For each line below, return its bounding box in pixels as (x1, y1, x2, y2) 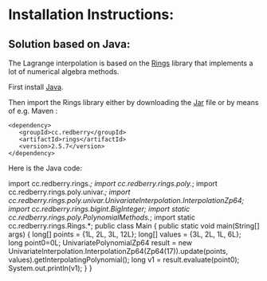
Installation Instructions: (8, 6, 175, 24)
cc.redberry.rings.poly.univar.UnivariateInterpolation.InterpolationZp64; (8, 196, 245, 205)
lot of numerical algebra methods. (8, 67, 120, 76)
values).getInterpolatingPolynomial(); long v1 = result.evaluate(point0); (8, 255, 240, 264)
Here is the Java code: (8, 163, 82, 173)
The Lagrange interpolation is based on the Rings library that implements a (8, 58, 253, 68)
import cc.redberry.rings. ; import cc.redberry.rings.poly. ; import (8, 179, 218, 188)
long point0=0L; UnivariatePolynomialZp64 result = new (8, 238, 193, 248)
